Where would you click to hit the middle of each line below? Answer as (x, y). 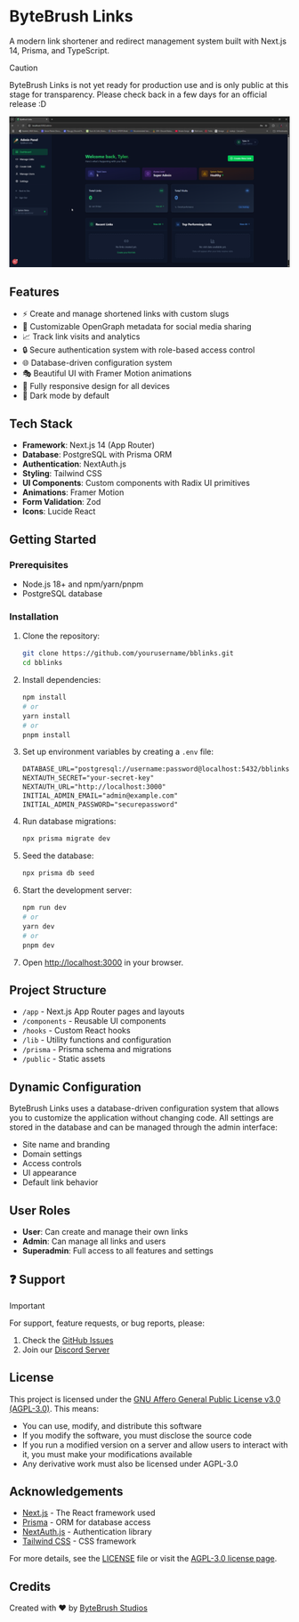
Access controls (52, 1164)
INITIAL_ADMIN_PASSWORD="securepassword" (100, 805)
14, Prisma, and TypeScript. (59, 50)
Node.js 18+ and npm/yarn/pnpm (83, 584)
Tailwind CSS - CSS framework (79, 1541)
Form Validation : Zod (61, 502)
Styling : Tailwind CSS (62, 474)
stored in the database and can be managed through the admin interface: (143, 1127)
